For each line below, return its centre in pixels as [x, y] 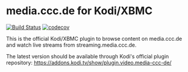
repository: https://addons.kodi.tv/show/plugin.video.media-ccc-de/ [89, 63]
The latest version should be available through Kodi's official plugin [88, 56]
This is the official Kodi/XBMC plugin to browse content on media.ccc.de [94, 38]
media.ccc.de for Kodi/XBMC [79, 11]
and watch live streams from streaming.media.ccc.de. [71, 45]
